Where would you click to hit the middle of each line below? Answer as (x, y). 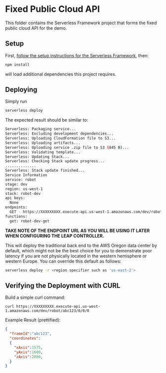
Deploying (21, 90)
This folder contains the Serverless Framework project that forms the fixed (81, 23)
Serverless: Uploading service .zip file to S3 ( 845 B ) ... (67, 147)
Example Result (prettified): (33, 320)
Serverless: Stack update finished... (45, 171)
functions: (16, 216)
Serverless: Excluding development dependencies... (59, 134)
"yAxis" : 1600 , (28, 352)
